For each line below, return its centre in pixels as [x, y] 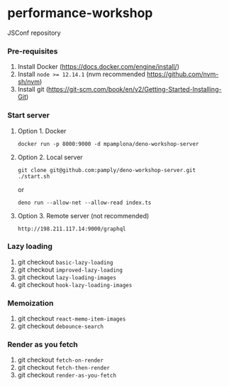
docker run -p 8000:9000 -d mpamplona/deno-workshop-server [108, 144]
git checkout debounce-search [61, 326]
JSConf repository [34, 33]
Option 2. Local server [50, 157]
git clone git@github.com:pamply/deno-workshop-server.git [107, 170]
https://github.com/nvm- [183, 74]
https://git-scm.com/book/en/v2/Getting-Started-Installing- [135, 90]
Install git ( [33, 90]
